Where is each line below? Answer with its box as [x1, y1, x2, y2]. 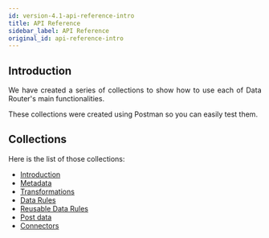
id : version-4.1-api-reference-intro [8, 11, 135, 20]
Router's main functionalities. [8, 94, 105, 104]
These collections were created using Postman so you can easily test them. [8, 109, 259, 119]
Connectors [19, 220, 59, 230]
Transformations [19, 187, 75, 196]
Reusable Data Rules [19, 203, 88, 213]
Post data [19, 212, 52, 222]
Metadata [19, 178, 52, 187]
